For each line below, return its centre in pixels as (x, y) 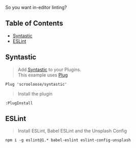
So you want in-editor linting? (36, 7)
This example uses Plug (43, 75)
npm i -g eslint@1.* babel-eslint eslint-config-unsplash (68, 140)
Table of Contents (34, 23)
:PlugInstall (19, 103)
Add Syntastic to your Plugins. (49, 69)
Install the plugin (35, 93)
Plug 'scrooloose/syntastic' (36, 84)
